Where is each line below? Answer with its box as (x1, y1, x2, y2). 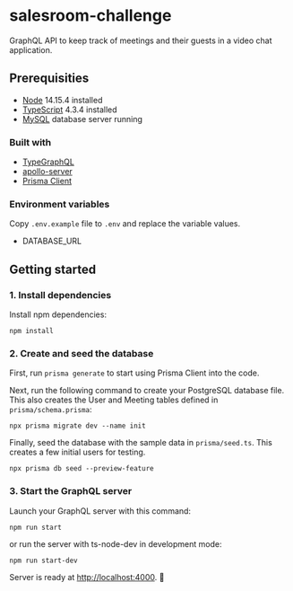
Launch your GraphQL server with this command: (9, 505, 191, 516)
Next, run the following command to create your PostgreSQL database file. (9, 385, 285, 396)
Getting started (9, 261, 97, 277)
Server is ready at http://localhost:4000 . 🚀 (9, 571, 165, 582)
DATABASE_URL (22, 235, 82, 247)
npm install (9, 327, 54, 336)
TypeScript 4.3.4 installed (22, 104, 118, 115)
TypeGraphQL (22, 156, 74, 167)
